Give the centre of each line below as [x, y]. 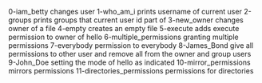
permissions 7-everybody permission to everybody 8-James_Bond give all [131, 45]
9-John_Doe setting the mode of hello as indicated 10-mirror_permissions [129, 62]
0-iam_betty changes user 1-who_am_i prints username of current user [125, 12]
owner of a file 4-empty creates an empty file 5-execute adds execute [124, 28]
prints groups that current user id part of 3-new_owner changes [138, 20]
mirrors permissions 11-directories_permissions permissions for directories [131, 71]
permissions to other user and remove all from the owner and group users [130, 54]
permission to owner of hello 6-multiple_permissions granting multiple [123, 37]
